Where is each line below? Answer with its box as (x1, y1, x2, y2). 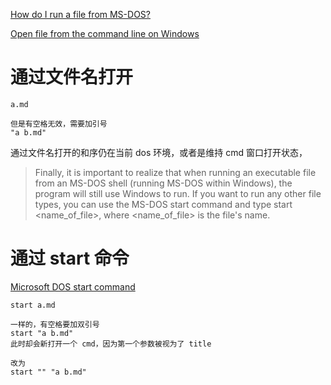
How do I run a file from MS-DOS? (10, 9, 151, 20)
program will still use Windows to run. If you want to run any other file (34, 187, 322, 199)
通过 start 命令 (10, 247, 130, 270)
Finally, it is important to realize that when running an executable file (34, 166, 317, 178)
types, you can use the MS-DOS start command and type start (34, 198, 293, 210)
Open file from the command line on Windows (10, 28, 200, 39)
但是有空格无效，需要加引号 (10, 119, 108, 129)
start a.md (10, 300, 56, 310)
